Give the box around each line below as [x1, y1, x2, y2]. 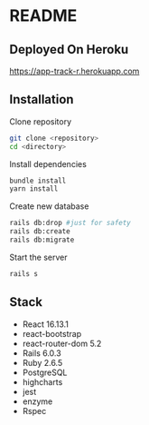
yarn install [9, 184, 59, 193]
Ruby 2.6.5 [22, 357, 63, 368]
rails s [9, 269, 39, 278]
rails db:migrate [9, 235, 75, 245]
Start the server [9, 252, 68, 262]
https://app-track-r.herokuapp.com [9, 65, 140, 76]
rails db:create [9, 227, 70, 236]
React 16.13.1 [22, 319, 70, 330]
